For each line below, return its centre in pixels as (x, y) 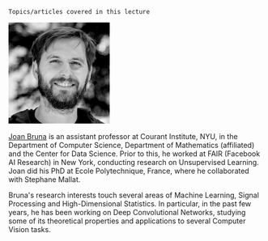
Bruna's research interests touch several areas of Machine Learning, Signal (134, 195)
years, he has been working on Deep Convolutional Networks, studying (127, 212)
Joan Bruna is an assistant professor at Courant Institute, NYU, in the (123, 136)
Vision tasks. (30, 229)
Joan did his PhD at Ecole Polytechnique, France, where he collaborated (129, 171)
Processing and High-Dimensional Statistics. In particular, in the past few (130, 204)
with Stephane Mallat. (45, 180)
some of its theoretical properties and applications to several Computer (127, 221)
